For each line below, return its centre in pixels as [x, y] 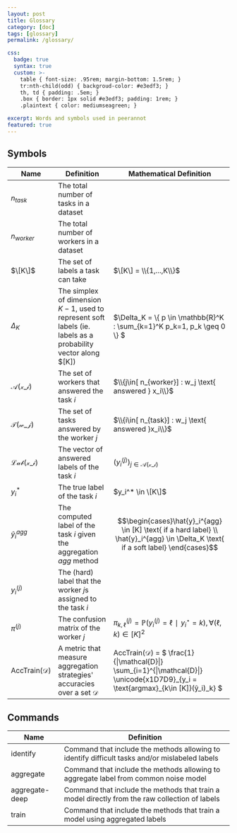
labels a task [79, 270]
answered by [79, 429]
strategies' [76, 674]
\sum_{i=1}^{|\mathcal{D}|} [158, 670]
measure [73, 657]
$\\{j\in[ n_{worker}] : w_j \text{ [165, 381]
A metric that [79, 648]
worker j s [74, 590]
